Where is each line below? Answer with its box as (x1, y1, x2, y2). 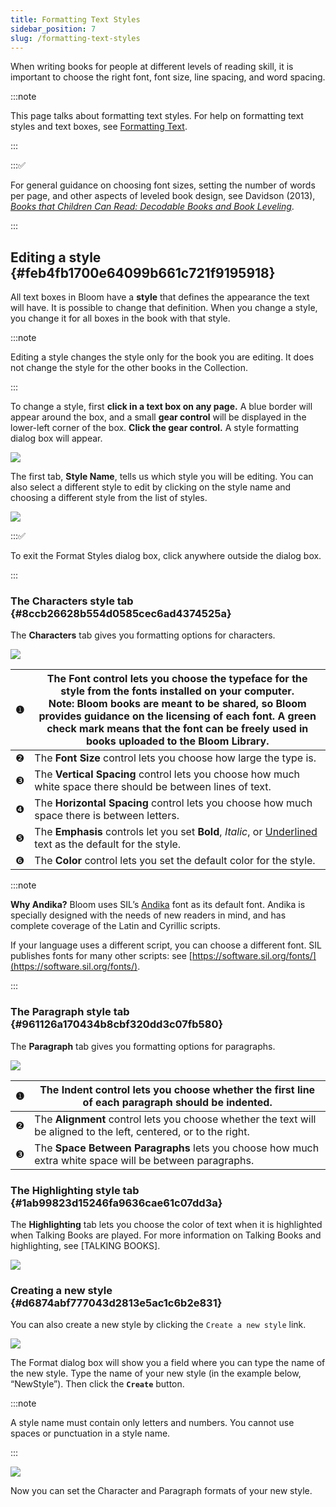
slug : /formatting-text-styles (10, 33, 141, 43)
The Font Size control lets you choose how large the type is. (34, 751, 317, 765)
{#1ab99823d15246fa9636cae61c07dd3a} (10, 1196, 223, 1210)
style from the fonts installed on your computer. (60, 684, 295, 698)
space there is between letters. (34, 809, 180, 823)
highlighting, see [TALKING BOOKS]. (10, 1240, 161, 1252)
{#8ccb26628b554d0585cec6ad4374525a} (10, 607, 232, 621)
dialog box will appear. (10, 432, 103, 445)
